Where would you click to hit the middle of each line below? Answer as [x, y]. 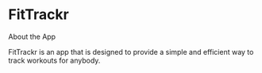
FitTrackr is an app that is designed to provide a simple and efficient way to [131, 52]
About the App [32, 36]
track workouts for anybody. [54, 60]
